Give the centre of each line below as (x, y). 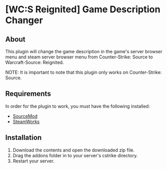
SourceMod (25, 116)
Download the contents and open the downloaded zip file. (74, 150)
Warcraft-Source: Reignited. (35, 62)
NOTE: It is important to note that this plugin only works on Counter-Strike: (83, 72)
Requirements (28, 94)
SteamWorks (26, 121)
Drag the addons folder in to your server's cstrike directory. (75, 155)
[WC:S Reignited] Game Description (83, 9)
